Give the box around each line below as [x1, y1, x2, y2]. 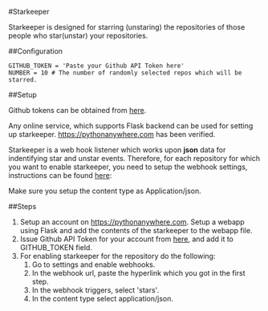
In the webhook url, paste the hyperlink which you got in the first [31, 269, 246, 277]
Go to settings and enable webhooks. [31, 260, 156, 269]
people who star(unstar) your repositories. [8, 31, 148, 40]
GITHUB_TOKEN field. [19, 243, 92, 252]
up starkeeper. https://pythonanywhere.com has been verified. [8, 130, 216, 139]
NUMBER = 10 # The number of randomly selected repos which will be [8, 69, 242, 77]
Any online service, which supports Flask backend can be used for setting [8, 121, 254, 131]
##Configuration [8, 46, 63, 55]
